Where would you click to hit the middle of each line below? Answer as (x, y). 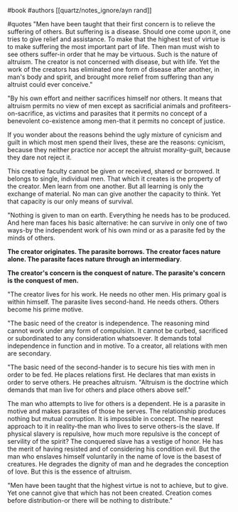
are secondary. (29, 353)
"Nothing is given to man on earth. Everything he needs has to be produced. (119, 215)
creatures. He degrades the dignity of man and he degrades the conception (118, 464)
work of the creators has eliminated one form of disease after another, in (114, 69)
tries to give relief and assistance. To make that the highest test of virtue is (117, 39)
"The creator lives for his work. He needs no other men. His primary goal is (117, 294)
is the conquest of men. (43, 281)
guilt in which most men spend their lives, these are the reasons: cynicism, (117, 142)
